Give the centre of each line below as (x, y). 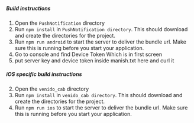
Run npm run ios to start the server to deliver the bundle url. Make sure (101, 107)
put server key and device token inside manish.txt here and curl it (94, 60)
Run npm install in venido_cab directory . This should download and (98, 95)
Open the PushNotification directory (60, 23)
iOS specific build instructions (44, 74)
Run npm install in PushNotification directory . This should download (101, 29)
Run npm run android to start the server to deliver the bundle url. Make (100, 42)
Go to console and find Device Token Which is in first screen (88, 54)
